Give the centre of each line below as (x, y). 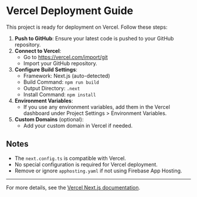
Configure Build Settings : (46, 69)
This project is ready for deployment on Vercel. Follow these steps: (87, 27)
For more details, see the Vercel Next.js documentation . (73, 187)
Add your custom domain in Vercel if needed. (78, 125)
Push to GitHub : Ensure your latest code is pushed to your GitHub (94, 38)
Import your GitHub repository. (60, 63)
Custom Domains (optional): (49, 119)
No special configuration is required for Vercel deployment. (86, 164)
